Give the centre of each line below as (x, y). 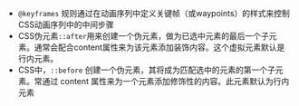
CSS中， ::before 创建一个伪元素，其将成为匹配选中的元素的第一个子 (147, 70)
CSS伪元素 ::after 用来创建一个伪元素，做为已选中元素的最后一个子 (144, 36)
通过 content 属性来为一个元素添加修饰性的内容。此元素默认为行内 (166, 81)
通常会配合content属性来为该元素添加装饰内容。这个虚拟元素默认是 (159, 47)
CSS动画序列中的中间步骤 (66, 24)
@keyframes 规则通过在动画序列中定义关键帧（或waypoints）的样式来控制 (154, 13)
